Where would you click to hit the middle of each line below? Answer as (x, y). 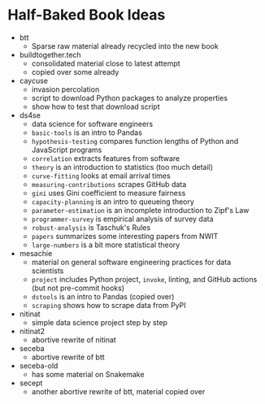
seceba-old (39, 365)
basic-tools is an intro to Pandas (87, 132)
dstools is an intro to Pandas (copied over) (103, 296)
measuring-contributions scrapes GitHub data (109, 184)
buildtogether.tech (50, 54)
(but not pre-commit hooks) (78, 288)
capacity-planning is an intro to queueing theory (113, 202)
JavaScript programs (67, 150)
